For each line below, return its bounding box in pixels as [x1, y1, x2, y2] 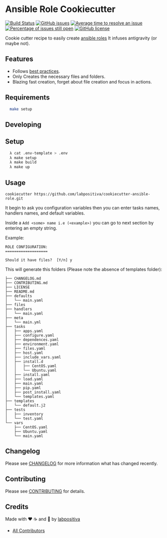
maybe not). [5, 40, 30, 46]
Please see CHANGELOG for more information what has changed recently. [5, 460, 158, 466]
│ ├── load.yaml [5, 376, 43, 381]
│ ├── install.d [5, 359, 43, 364]
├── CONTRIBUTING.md [5, 280, 48, 285]
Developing [5, 120, 41, 128]
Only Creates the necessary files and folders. [12, 73, 106, 79]
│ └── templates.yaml [5, 394, 55, 399]
